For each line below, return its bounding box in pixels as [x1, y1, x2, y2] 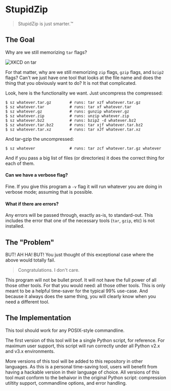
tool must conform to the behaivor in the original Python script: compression [5, 374, 166, 381]
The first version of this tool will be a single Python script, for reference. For [5, 337, 165, 343]
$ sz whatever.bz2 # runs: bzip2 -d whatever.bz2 [5, 118, 137, 123]
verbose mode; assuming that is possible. [5, 189, 93, 195]
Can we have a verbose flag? [5, 172, 68, 178]
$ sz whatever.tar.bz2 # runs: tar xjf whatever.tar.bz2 [5, 122, 143, 127]
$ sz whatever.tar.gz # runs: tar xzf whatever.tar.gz [5, 100, 141, 105]
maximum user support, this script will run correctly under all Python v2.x [5, 343, 160, 349]
